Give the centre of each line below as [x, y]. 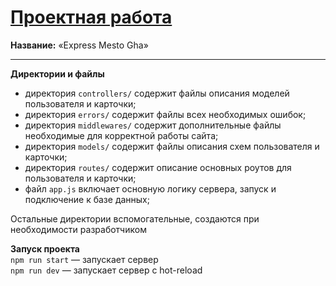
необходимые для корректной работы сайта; [121, 135]
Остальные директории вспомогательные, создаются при [135, 218]
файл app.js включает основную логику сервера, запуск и [150, 188]
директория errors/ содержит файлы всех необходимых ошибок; [165, 114]
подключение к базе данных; [87, 199]
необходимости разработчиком [78, 229]
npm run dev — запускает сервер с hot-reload [106, 270]
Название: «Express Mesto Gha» [79, 45]
